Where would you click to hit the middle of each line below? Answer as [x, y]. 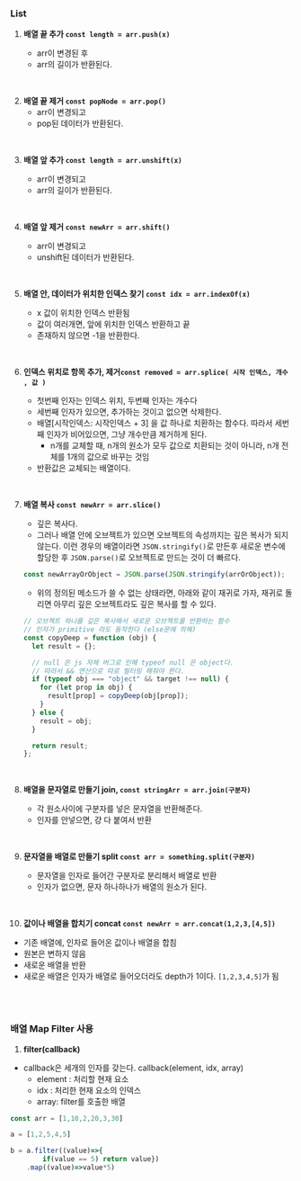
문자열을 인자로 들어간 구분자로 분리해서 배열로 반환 [127, 876]
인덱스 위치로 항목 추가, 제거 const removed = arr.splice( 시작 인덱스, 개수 [155, 372]
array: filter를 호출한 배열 [81, 1101]
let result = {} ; [64, 646]
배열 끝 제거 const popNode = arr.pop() [95, 101]
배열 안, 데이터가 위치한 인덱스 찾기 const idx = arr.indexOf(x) [137, 294]
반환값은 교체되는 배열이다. [84, 468]
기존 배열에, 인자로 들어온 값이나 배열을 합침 [100, 943]
